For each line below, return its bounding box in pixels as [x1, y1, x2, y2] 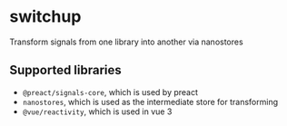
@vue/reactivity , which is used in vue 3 [22, 106, 173, 117]
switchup [9, 6, 82, 27]
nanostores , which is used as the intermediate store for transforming [22, 96, 279, 107]
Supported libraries [9, 63, 123, 78]
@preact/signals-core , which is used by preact [22, 86, 198, 97]
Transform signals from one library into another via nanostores [9, 36, 243, 47]
